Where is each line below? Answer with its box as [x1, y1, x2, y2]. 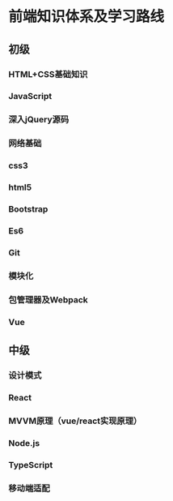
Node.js [8, 437, 40, 448]
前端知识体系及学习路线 [8, 7, 165, 26]
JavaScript [8, 91, 53, 102]
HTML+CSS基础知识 [8, 68, 88, 79]
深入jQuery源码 [8, 114, 70, 126]
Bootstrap [8, 203, 49, 215]
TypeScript [8, 459, 53, 470]
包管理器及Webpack [8, 293, 89, 305]
